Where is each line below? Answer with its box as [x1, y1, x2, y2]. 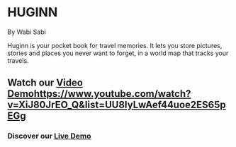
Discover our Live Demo [7, 131, 91, 141]
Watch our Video [7, 77, 84, 89]
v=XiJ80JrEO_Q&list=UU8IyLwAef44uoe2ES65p [7, 99, 226, 111]
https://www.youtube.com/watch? [33, 88, 191, 100]
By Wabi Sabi [7, 28, 46, 36]
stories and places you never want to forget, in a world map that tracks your [7, 49, 229, 57]
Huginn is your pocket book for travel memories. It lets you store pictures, [7, 41, 223, 49]
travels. [7, 56, 30, 64]
